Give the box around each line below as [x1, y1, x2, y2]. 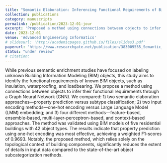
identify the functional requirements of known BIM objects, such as [5, 78, 143, 84]
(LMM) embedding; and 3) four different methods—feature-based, [5, 110, 141, 116]
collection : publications [5, 12, 59, 17]
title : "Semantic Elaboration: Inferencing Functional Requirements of [5, 7, 157, 12]
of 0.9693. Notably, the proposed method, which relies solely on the [5, 136, 145, 142]
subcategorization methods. [5, 152, 63, 158]
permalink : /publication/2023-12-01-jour [5, 21, 92, 26]
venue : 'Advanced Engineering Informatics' [5, 35, 97, 40]
